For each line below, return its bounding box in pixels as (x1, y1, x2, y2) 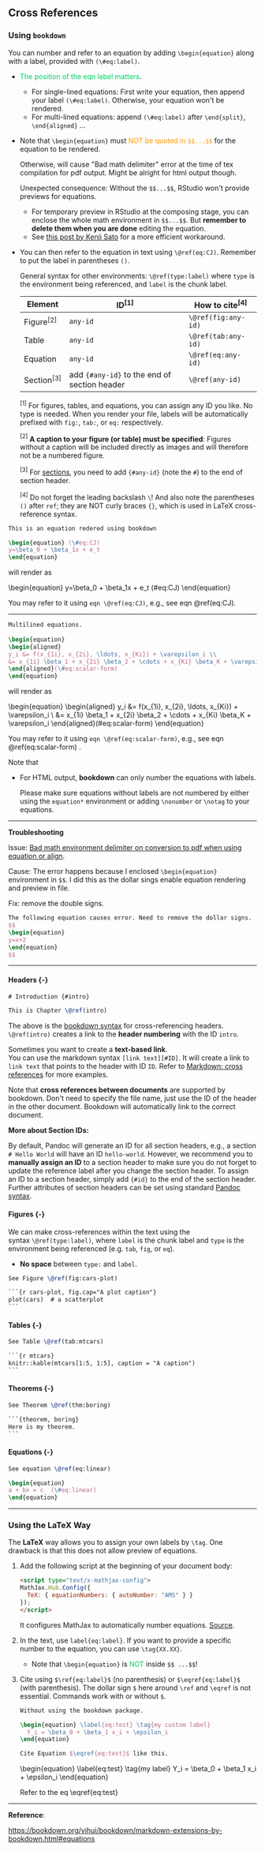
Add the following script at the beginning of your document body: (19, 1561, 233, 1571)
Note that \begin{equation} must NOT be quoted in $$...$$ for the (19, 136, 237, 145)
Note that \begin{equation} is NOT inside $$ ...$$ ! (31, 1659, 198, 1669)
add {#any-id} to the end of (69, 369, 172, 380)
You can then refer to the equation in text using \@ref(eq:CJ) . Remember (19, 247, 256, 257)
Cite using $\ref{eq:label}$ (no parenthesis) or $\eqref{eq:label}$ (19, 1674, 241, 1684)
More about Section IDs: (8, 1126, 89, 1135)
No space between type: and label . (19, 1259, 138, 1268)
